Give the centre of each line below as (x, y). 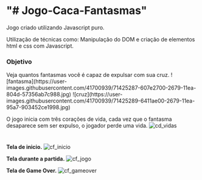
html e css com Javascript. (40, 46)
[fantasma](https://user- (37, 81)
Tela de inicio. (24, 147)
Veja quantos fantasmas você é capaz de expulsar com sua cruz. (88, 75)
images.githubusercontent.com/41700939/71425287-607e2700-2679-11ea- (101, 88)
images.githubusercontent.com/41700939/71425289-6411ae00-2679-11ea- (101, 101)
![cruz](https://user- (98, 95)
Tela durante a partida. (36, 159)
